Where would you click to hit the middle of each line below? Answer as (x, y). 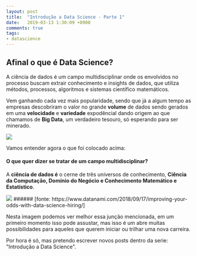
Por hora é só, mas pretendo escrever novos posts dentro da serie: (87, 241)
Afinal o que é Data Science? (60, 63)
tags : (13, 33)
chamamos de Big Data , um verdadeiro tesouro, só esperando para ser (92, 119)
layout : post (22, 11)
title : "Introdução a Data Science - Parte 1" (66, 17)
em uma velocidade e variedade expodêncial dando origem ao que (88, 113)
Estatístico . (20, 187)
